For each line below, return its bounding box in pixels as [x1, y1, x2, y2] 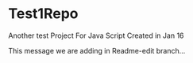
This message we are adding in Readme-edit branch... [8, 46, 186, 55]
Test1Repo [8, 5, 79, 23]
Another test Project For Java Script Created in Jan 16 [8, 31, 184, 40]
